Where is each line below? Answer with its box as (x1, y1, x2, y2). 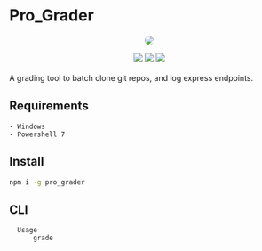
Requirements (9, 99, 89, 114)
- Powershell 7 (9, 130, 66, 139)
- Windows (9, 122, 46, 131)
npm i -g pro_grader (9, 177, 86, 187)
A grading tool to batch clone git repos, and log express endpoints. (9, 72, 254, 83)
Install (9, 154, 44, 169)
